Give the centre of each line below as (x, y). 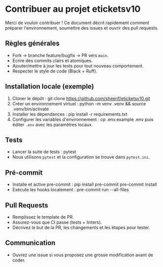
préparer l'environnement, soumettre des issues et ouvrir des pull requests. (82, 28)
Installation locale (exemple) (50, 86)
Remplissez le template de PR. (43, 217)
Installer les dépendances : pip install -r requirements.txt (70, 114)
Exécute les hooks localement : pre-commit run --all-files (71, 190)
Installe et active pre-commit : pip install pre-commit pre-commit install (84, 184)
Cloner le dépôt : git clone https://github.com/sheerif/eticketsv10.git (81, 98)
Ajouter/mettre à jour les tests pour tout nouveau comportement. (78, 66)
